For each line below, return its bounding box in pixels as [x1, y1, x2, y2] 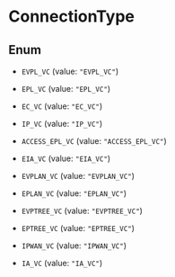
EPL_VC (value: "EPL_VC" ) [21, 84, 111, 94]
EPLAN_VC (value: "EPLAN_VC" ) [21, 188, 127, 199]
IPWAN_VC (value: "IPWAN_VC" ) [21, 240, 127, 251]
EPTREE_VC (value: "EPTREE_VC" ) [21, 223, 136, 233]
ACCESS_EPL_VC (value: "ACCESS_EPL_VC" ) [21, 136, 167, 146]
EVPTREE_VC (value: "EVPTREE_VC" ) [21, 205, 143, 216]
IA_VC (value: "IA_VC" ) [21, 258, 103, 268]
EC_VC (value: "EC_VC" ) [21, 101, 103, 112]
